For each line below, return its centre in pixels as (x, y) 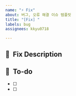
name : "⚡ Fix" (20, 10)
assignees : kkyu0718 (27, 29)
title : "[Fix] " (22, 19)
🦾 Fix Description (34, 54)
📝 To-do (19, 71)
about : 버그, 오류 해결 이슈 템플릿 (38, 15)
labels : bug (18, 24)
